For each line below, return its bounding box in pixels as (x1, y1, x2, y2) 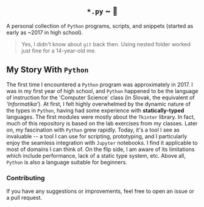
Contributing (6, 174, 45, 182)
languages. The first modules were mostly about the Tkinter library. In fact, (6, 113, 195, 121)
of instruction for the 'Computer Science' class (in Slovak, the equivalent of (6, 94, 195, 101)
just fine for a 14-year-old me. (21, 47, 96, 54)
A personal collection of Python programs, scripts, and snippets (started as (6, 22, 194, 29)
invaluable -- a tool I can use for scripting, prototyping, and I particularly (6, 132, 188, 140)
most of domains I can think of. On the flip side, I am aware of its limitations (6, 146, 195, 153)
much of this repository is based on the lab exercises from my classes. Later (6, 119, 198, 127)
